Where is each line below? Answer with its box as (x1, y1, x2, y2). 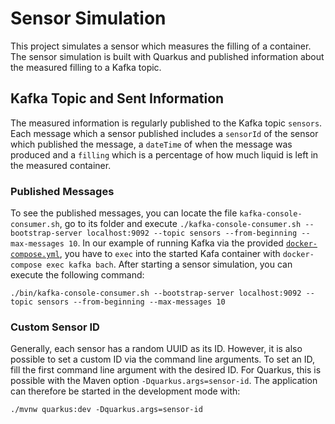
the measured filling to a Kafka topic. (10, 61, 162, 73)
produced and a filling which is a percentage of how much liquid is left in (10, 148, 319, 161)
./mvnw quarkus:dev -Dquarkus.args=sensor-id (10, 405, 203, 415)
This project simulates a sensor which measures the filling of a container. (10, 40, 312, 52)
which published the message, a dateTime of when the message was (10, 138, 293, 150)
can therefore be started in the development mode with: (10, 385, 241, 397)
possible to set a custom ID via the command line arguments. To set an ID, (10, 353, 316, 366)
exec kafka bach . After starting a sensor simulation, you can (46, 258, 293, 271)
